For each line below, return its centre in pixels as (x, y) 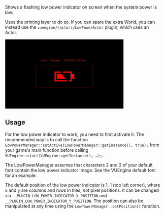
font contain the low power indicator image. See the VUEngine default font (81, 170)
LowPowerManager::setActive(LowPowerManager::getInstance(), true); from (82, 145)
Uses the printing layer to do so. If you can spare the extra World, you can (80, 22)
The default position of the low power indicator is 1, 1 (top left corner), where (83, 185)
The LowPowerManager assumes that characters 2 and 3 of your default (79, 165)
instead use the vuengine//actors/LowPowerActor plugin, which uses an (77, 27)
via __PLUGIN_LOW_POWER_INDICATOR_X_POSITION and (56, 195)
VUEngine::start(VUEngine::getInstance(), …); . (54, 155)
